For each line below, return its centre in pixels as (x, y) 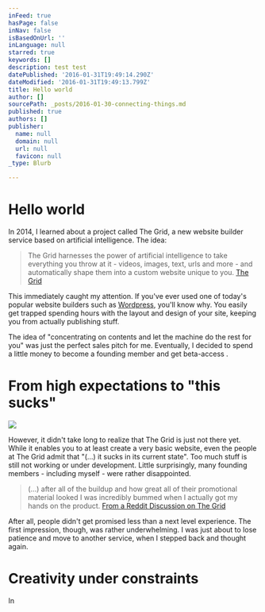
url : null (31, 149)
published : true (35, 112)
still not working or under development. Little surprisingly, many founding (128, 465)
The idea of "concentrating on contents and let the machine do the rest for (130, 337)
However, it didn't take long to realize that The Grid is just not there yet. (125, 440)
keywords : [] (30, 60)
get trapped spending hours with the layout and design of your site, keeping (132, 313)
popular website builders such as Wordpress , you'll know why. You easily (128, 305)
